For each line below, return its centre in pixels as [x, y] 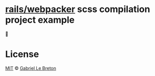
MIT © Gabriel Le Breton [31, 68]
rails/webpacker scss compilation [78, 9]
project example [40, 20]
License [22, 54]
